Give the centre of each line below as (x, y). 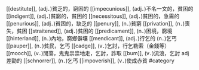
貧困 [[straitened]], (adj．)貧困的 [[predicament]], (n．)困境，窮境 (94, 31)
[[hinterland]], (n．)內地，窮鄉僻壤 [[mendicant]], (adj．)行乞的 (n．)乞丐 (92, 38)
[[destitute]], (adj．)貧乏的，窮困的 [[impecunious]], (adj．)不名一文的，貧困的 (100, 9)
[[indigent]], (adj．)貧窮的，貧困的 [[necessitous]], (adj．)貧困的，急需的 (93, 16)
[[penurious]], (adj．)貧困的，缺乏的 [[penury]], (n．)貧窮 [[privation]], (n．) (96, 23)
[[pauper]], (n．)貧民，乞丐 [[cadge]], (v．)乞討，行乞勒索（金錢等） (88, 46)
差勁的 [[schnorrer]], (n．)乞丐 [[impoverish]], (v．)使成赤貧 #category (90, 61)
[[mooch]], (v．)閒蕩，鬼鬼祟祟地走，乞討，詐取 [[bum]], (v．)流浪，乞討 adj (98, 53)
